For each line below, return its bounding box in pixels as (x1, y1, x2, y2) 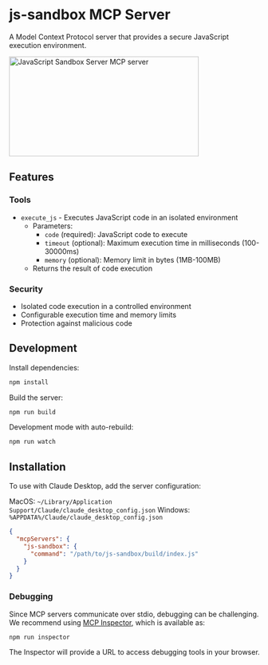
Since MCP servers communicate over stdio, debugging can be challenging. (9, 609, 259, 619)
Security (9, 283, 43, 295)
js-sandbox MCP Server (9, 6, 171, 24)
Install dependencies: (9, 362, 80, 372)
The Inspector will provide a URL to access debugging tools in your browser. (9, 647, 260, 657)
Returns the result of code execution (32, 263, 153, 273)
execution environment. (9, 40, 87, 49)
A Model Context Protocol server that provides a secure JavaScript (9, 32, 230, 42)
